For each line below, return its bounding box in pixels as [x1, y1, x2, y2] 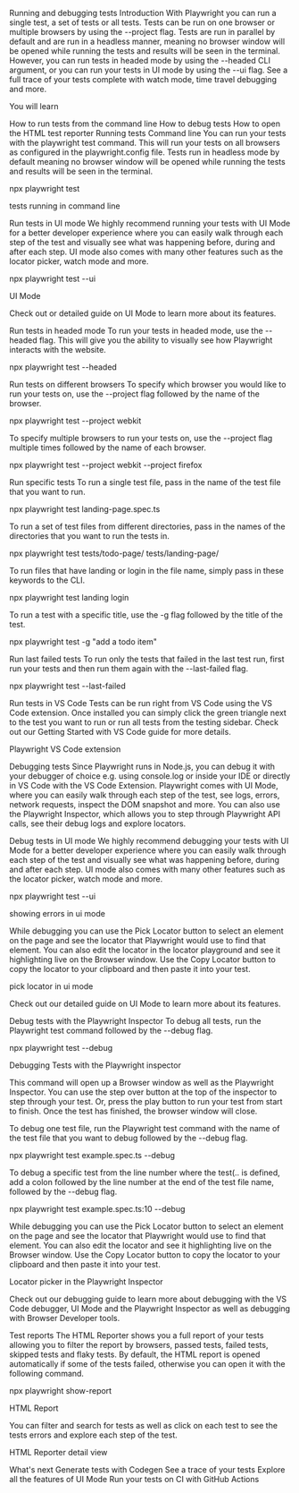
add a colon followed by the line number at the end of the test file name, [9, 1177, 274, 1187]
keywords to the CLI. [9, 575, 86, 585]
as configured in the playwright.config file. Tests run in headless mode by [9, 147, 280, 158]
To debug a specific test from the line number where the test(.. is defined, [9, 1167, 281, 1178]
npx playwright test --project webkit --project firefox [9, 460, 203, 470]
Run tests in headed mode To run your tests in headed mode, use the [9, 326, 263, 336]
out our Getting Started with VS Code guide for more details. [9, 727, 232, 737]
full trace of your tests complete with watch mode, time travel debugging [9, 74, 277, 84]
